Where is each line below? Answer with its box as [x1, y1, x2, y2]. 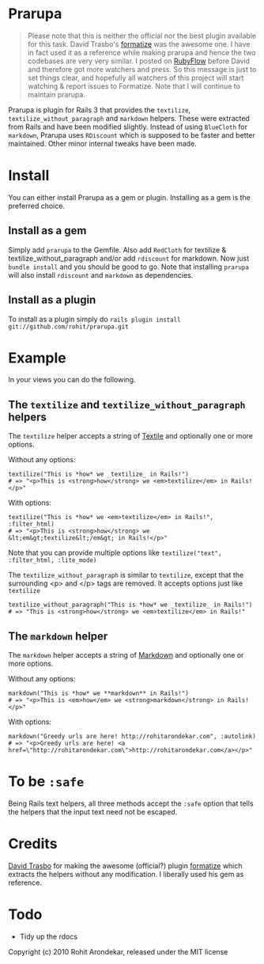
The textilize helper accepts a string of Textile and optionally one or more [8, 431, 253, 441]
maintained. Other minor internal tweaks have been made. [8, 139, 198, 148]
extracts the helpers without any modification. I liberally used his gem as [8, 869, 244, 879]
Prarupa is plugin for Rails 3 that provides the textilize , [8, 104, 191, 115]
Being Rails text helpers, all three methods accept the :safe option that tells [8, 799, 255, 808]
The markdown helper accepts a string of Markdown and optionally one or [8, 651, 244, 660]
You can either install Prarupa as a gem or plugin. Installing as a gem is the [8, 192, 251, 202]
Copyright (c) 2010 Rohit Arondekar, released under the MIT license [8, 947, 228, 956]
